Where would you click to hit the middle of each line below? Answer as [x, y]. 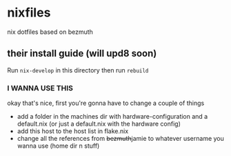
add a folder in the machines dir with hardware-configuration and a [112, 117]
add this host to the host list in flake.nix [73, 131]
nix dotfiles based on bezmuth [50, 32]
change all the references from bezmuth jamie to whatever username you [120, 139]
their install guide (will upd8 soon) [82, 53]
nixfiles [29, 13]
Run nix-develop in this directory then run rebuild [78, 70]
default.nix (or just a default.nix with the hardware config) [99, 124]
